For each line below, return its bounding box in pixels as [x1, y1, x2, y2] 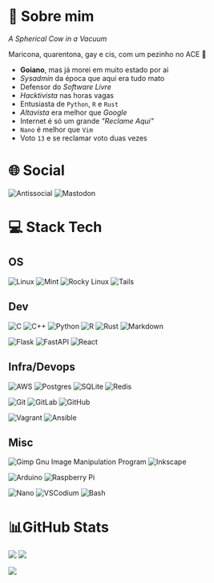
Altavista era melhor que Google [19, 108, 127, 117]
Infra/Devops [8, 361, 76, 374]
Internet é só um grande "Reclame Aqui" [19, 116, 154, 125]
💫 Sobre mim [8, 7, 95, 26]
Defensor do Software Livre [19, 82, 112, 92]
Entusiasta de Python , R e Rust [19, 99, 119, 108]
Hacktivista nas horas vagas [19, 90, 115, 100]
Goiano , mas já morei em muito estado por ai [19, 64, 169, 75]
